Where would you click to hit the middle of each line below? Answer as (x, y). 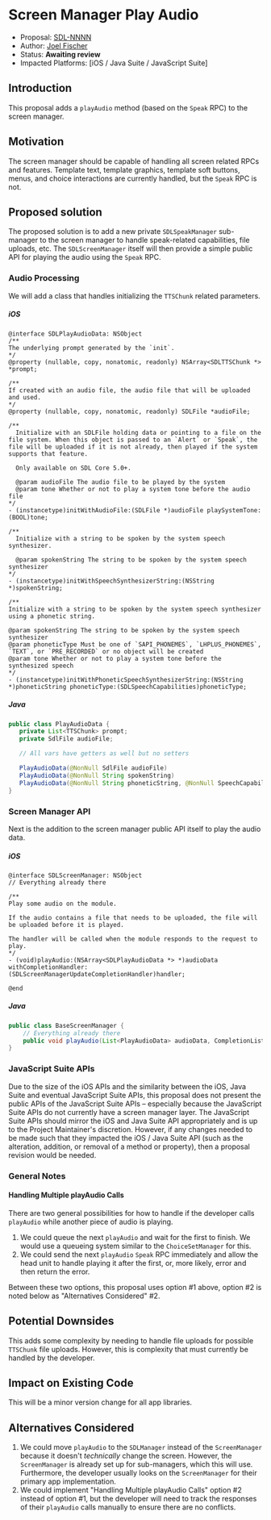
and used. (25, 397)
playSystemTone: (234, 510)
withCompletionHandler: (48, 967)
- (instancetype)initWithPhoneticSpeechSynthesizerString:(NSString (126, 679)
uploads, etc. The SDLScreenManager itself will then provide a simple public (131, 248)
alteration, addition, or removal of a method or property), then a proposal (129, 1146)
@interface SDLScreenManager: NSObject (75, 875)
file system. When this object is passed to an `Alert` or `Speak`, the (133, 440)
